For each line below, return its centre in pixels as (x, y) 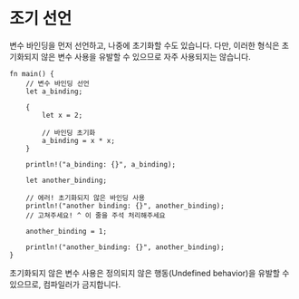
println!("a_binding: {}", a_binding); (101, 164)
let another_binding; (66, 180)
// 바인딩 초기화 (69, 132)
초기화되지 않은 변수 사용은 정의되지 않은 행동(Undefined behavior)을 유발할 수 (149, 273)
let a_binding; (54, 92)
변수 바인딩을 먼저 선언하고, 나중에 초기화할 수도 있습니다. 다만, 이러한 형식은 (145, 45)
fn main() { (32, 73)
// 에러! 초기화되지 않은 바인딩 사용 (86, 198)
